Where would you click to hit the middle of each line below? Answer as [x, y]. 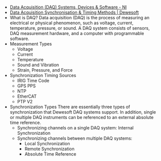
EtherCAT [27, 96]
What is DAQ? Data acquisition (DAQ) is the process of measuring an [80, 18]
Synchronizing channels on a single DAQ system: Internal [75, 128]
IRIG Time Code [33, 80]
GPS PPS [26, 86]
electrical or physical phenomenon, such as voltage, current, [72, 23]
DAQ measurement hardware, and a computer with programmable [77, 33]
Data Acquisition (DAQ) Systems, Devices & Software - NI [68, 7]
